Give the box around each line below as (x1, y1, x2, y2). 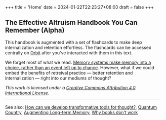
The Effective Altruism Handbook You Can (5, 18, 138, 27)
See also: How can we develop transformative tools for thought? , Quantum (5, 104, 157, 110)
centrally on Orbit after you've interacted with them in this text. (5, 49, 133, 56)
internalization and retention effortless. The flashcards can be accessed (5, 44, 152, 50)
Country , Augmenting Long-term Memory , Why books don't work (5, 109, 138, 115)
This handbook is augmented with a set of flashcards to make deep (5, 39, 142, 45)
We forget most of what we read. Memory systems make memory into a (5, 59, 151, 65)
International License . (5, 90, 49, 96)
